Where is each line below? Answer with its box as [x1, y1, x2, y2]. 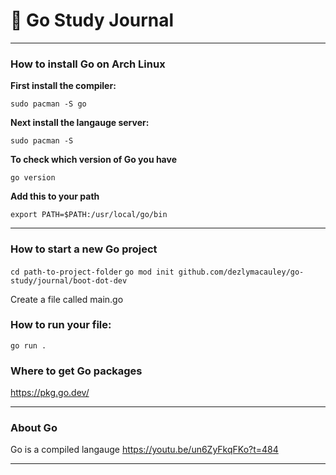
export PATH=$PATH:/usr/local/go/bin [10, 210, 168, 220]
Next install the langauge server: [10, 117, 150, 129]
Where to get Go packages [10, 364, 143, 378]
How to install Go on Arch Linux [10, 57, 166, 71]
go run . [10, 340, 47, 351]
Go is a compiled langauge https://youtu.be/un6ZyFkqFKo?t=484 [10, 444, 279, 456]
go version [10, 173, 56, 183]
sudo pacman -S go [10, 99, 87, 109]
